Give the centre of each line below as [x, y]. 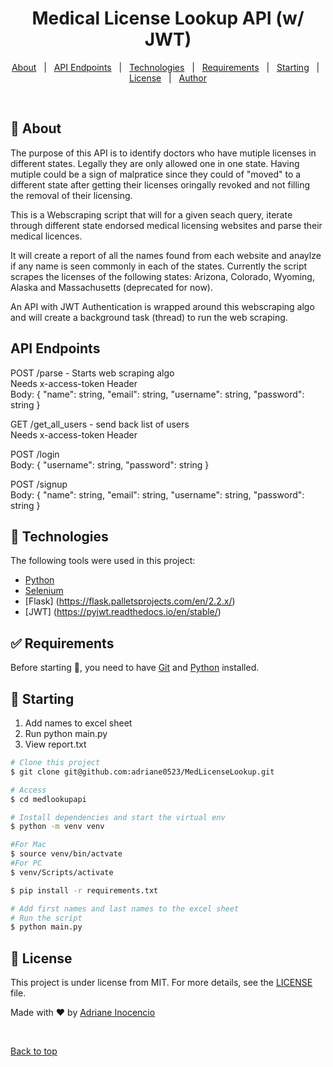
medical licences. [46, 236]
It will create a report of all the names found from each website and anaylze [166, 255]
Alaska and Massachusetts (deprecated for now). [111, 287]
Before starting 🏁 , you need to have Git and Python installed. [135, 668]
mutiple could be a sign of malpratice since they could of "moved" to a [156, 174]
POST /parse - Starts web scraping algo [92, 373]
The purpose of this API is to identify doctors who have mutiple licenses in [163, 153]
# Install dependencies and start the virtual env [118, 817]
